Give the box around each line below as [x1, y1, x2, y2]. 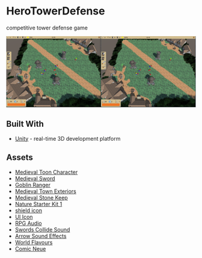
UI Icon [14, 213, 33, 220]
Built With [6, 119, 44, 129]
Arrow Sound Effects [14, 232, 67, 239]
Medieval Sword [14, 174, 55, 182]
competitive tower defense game [6, 24, 88, 31]
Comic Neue [14, 245, 46, 252]
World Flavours [14, 239, 53, 246]
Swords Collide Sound [14, 226, 70, 233]
